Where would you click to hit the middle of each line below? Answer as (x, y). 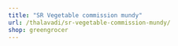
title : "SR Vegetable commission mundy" (76, 15)
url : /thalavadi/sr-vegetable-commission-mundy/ (89, 23)
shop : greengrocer (38, 30)
